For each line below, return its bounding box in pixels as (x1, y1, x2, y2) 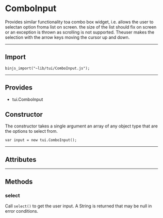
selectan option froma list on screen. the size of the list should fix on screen (5, 24, 157, 30)
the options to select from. (5, 128, 58, 134)
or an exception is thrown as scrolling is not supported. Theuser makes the (5, 29, 154, 35)
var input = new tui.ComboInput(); (5, 138, 77, 143)
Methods (5, 177, 33, 186)
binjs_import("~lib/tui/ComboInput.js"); (5, 66, 90, 71)
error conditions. (5, 208, 38, 214)
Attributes (5, 156, 36, 164)
